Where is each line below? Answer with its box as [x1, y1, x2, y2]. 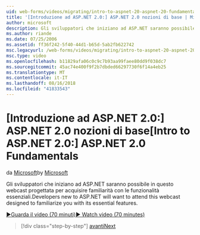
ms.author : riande [6, 31, 52, 37]
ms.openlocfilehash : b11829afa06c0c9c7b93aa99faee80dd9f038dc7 [6, 58, 167, 64]
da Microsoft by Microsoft [6, 169, 68, 176]
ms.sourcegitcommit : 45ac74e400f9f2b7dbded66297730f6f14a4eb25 [6, 63, 167, 70]
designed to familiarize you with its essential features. [6, 199, 138, 207]
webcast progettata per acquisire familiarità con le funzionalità [6, 186, 160, 193]
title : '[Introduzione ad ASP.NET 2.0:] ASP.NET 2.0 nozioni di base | [6, 14, 187, 20]
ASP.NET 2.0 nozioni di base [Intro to [6, 124, 190, 138]
